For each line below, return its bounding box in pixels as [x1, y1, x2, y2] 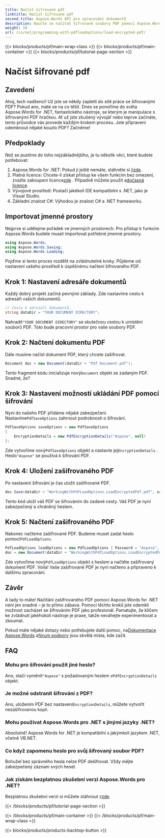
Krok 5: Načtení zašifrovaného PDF [5, 517, 114, 526]
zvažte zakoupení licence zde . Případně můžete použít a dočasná [12, 177, 144, 183]
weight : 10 [5, 26, 27, 30]
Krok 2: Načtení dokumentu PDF [5, 338, 106, 347]
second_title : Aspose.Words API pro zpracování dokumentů [5, 16, 126, 21]
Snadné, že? [5, 375, 30, 381]
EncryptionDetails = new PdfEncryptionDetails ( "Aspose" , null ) [14, 434, 146, 439]
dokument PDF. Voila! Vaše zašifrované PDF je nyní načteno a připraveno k [5, 564, 157, 570]
